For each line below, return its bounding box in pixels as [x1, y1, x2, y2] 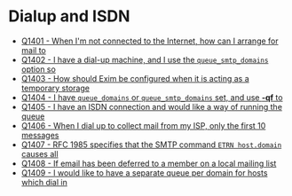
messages [20, 129, 59, 140]
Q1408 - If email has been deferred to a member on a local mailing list [20, 158, 277, 169]
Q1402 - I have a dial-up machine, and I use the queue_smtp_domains [20, 54, 269, 65]
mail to [20, 44, 46, 55]
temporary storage [20, 82, 91, 93]
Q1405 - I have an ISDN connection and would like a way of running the [20, 101, 283, 112]
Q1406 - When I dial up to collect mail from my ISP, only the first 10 [20, 120, 266, 130]
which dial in [20, 176, 67, 187]
